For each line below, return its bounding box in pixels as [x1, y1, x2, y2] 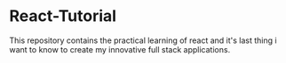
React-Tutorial [9, 6, 117, 26]
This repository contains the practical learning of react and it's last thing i [9, 35, 277, 45]
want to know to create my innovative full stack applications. [9, 44, 231, 54]
